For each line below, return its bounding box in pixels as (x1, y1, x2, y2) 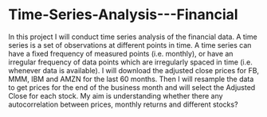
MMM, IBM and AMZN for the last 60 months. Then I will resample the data (8, 74, 254, 84)
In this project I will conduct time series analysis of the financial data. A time (8, 32, 257, 41)
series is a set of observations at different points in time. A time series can (8, 40, 252, 49)
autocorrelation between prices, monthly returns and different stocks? (8, 99, 238, 109)
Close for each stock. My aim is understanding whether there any (8, 91, 223, 100)
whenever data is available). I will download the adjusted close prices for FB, (8, 65, 260, 75)
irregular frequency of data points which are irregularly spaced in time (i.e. (8, 57, 253, 67)
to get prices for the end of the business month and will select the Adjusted (8, 82, 256, 92)
